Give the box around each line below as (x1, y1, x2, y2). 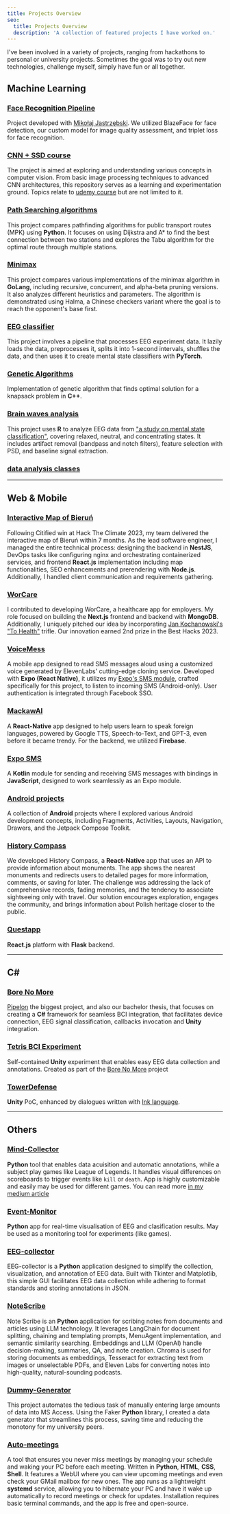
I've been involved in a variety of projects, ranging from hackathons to (7, 48, 205, 56)
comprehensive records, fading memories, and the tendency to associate (7, 885, 214, 894)
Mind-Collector (7, 1144, 60, 1154)
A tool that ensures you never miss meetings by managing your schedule (7, 1456, 213, 1464)
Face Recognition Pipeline (7, 103, 96, 113)
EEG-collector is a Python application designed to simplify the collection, (7, 1262, 214, 1271)
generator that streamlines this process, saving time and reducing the (7, 1415, 203, 1423)
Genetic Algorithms (7, 369, 74, 378)
